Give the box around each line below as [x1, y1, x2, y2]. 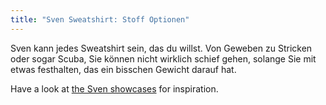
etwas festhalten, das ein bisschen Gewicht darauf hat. [10, 63, 237, 75]
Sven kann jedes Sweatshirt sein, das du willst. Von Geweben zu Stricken [10, 42, 313, 54]
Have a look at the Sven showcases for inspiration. [10, 82, 219, 95]
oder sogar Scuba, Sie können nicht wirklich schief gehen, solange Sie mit [10, 52, 317, 65]
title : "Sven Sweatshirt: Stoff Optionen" [10, 14, 190, 25]
